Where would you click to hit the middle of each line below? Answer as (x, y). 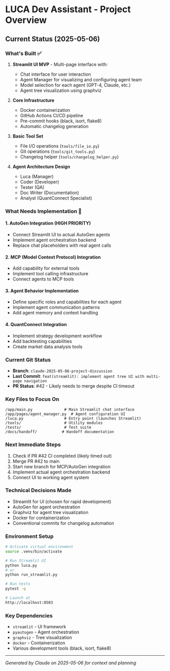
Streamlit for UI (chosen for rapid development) (62, 501)
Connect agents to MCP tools (43, 279)
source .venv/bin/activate (34, 551)
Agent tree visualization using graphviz (61, 90)
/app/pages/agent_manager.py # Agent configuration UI (65, 414)
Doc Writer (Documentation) (50, 193)
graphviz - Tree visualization (42, 637)
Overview (26, 20)
